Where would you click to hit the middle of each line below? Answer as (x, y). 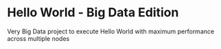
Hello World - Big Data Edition (93, 13)
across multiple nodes (38, 38)
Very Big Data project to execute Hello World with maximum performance (111, 31)
